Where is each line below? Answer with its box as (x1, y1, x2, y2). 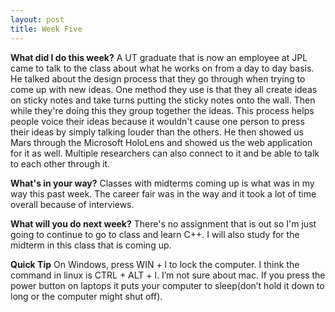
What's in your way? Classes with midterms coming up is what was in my (10, 177, 315, 189)
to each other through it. (10, 157, 111, 170)
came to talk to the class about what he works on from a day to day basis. (10, 62, 315, 74)
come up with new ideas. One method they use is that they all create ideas (10, 83, 318, 95)
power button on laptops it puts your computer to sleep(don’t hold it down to (10, 279, 325, 291)
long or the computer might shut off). (10, 290, 163, 302)
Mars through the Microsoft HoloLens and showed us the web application (10, 136, 313, 148)
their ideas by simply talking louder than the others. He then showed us (10, 126, 304, 138)
